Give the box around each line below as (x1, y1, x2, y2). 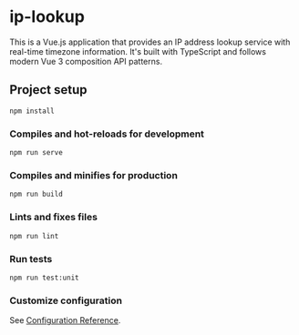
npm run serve (9, 148, 64, 157)
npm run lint (9, 231, 59, 240)
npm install (9, 107, 55, 116)
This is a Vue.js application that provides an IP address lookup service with (9, 36, 291, 47)
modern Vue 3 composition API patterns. (9, 56, 162, 66)
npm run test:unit (9, 273, 79, 282)
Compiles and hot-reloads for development (9, 127, 205, 140)
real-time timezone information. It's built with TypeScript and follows (9, 46, 267, 56)
